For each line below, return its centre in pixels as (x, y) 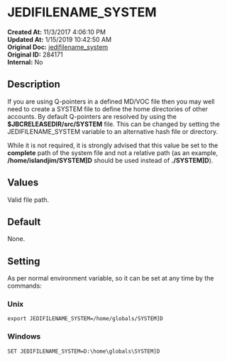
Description (34, 85)
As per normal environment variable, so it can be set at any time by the (111, 278)
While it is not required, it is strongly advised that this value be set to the (113, 145)
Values (23, 182)
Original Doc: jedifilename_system (58, 47)
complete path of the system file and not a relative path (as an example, (113, 152)
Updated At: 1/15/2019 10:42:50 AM (60, 39)
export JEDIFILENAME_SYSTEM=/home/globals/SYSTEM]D (85, 319)
